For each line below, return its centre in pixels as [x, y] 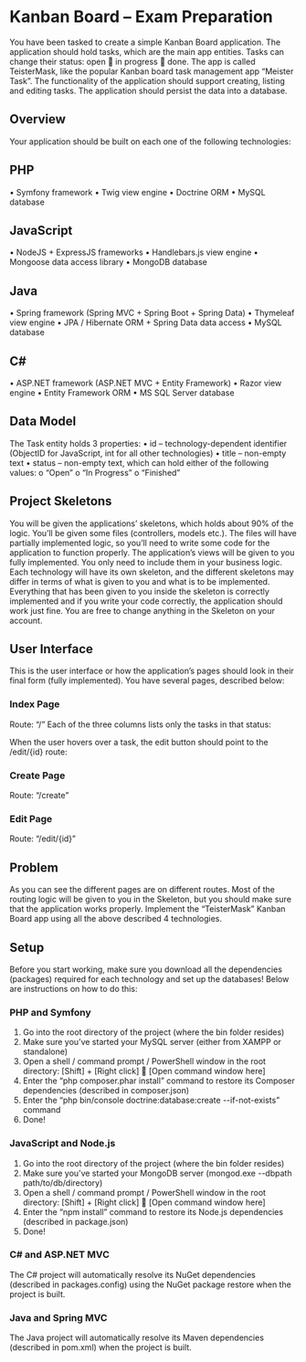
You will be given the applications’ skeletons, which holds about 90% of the [152, 523]
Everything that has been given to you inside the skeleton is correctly [139, 591]
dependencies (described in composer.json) [106, 1091]
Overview [38, 119]
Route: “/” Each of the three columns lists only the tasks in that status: [140, 724]
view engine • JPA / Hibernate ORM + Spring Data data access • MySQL [146, 322]
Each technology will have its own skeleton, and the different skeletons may [152, 572]
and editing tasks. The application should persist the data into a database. [148, 90]
